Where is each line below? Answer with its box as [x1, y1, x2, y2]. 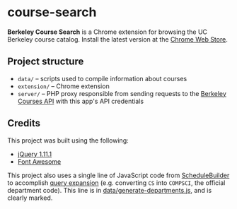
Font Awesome [17, 157, 62, 166]
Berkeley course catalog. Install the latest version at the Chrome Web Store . [7, 35, 228, 43]
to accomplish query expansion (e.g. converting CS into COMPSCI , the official [7, 178, 226, 187]
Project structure [7, 56, 84, 68]
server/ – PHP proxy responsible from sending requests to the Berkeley [17, 89, 226, 97]
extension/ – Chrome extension [17, 82, 110, 90]
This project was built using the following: [7, 136, 129, 145]
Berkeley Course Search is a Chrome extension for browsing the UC [7, 28, 207, 36]
